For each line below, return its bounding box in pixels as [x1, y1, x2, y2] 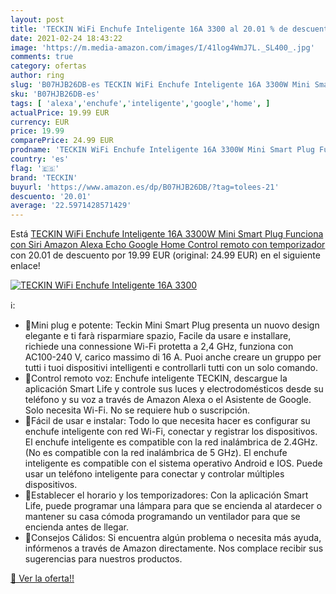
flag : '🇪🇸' [10, 163, 60, 173]
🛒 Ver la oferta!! [10, 572, 75, 585]
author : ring [10, 71, 65, 81]
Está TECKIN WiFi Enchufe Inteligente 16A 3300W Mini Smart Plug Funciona [10, 228, 324, 240]
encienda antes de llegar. [24, 521, 129, 533]
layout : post [10, 14, 65, 25]
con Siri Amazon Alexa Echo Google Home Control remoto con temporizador [10, 239, 326, 251]
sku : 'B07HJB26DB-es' [10, 89, 101, 99]
